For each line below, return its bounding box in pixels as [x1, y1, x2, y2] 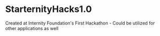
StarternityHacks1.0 [5, 3, 92, 15]
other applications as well [5, 25, 59, 31]
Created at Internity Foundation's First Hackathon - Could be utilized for [5, 20, 155, 26]
